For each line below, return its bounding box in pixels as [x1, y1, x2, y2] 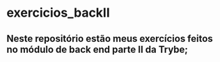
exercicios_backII [6, 5, 111, 21]
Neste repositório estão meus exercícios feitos [6, 33, 213, 45]
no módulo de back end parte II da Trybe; [6, 43, 189, 55]
